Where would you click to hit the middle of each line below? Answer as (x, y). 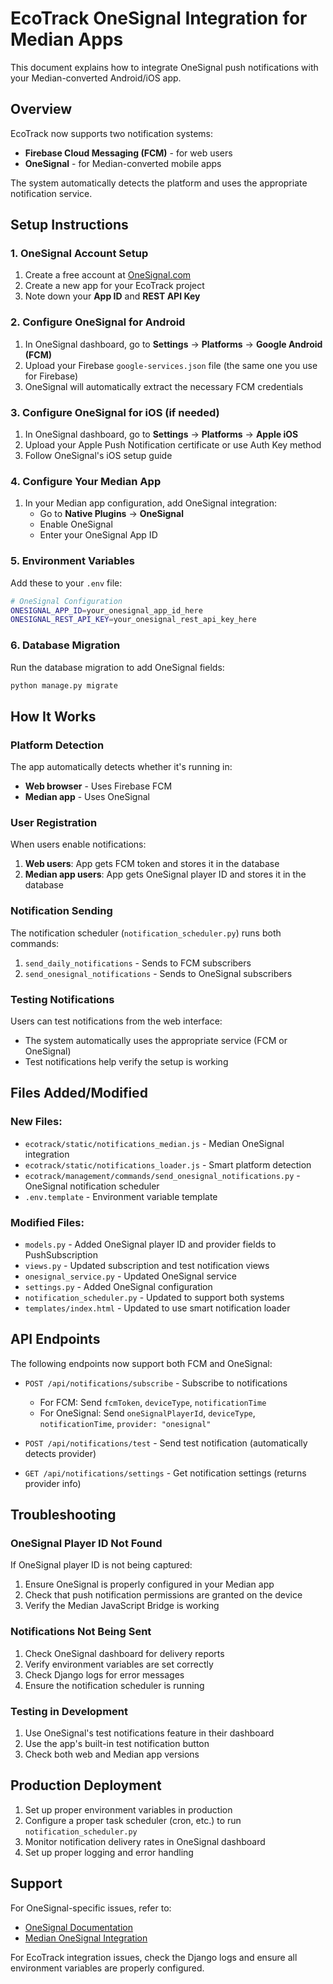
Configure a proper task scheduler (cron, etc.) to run (133, 1820)
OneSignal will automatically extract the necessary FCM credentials (164, 386)
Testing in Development (69, 1711)
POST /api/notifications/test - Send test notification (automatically (166, 1443)
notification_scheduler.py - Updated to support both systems (154, 1297)
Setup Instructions (69, 225)
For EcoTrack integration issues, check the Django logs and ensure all (154, 1957)
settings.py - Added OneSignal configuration (118, 1286)
